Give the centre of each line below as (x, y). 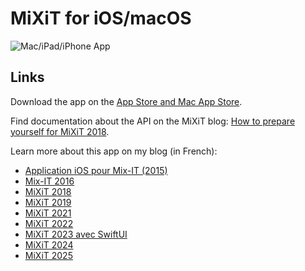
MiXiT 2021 (48, 213)
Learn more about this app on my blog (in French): (114, 151)
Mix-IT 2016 (49, 181)
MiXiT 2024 (49, 244)
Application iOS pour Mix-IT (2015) (96, 170)
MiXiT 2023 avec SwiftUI (76, 234)
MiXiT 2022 (49, 223)
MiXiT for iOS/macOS (101, 18)
